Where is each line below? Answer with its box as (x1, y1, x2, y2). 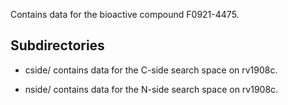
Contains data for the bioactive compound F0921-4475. (10, 9, 240, 20)
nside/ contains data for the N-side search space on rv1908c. (24, 83, 279, 95)
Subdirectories (10, 37, 105, 54)
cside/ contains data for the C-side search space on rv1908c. (24, 64, 278, 76)
